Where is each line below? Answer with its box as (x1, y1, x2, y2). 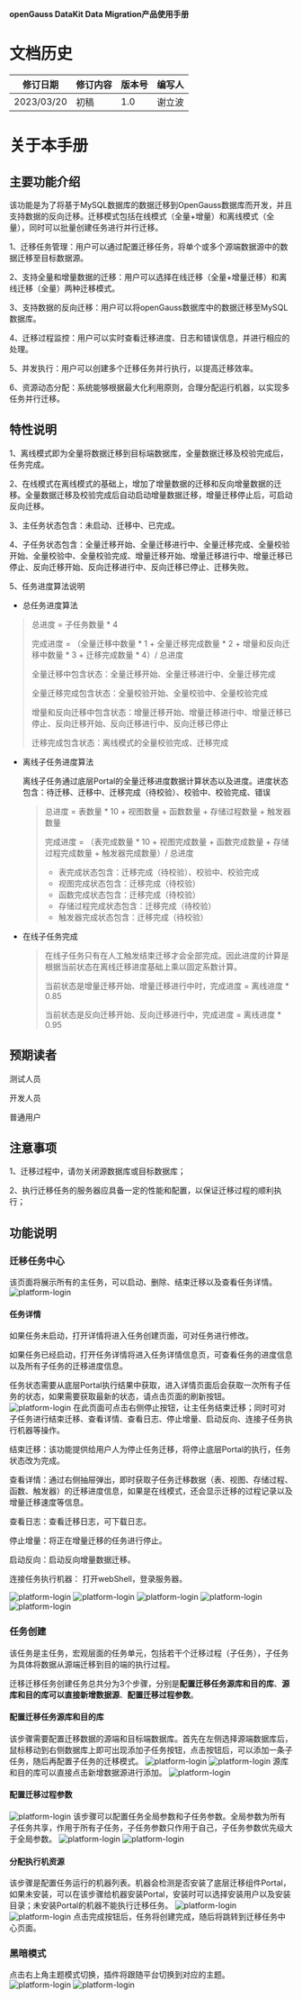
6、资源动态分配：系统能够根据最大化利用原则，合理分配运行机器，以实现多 (9, 382, 290, 393)
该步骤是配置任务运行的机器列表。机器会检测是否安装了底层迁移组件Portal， (9, 1877, 291, 1888)
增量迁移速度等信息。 (9, 1497, 88, 1508)
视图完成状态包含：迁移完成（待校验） (58, 877, 200, 888)
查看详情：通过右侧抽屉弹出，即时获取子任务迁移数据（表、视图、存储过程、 (9, 1475, 293, 1486)
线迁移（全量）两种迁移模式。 (9, 283, 120, 294)
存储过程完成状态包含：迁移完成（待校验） (58, 900, 217, 911)
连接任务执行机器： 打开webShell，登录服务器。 (9, 1574, 188, 1585)
